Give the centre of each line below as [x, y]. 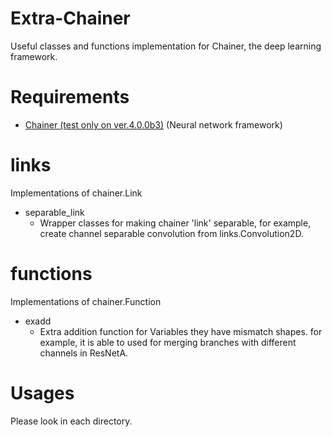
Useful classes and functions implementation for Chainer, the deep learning [166, 46]
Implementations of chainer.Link [76, 193]
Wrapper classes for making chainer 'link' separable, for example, [175, 223]
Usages [42, 393]
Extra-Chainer [70, 18]
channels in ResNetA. [84, 353]
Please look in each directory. [71, 421]
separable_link [54, 212]
